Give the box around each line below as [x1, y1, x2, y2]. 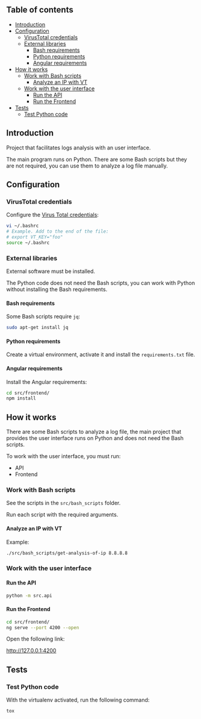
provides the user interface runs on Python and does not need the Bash [6, 435, 184, 442]
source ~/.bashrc [6, 239, 50, 246]
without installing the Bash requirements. [6, 286, 108, 293]
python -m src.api [6, 592, 52, 598]
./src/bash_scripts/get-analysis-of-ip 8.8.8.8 [6, 550, 128, 556]
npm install [6, 395, 36, 401]
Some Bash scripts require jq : [6, 313, 80, 320]
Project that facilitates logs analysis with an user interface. [6, 144, 151, 151]
